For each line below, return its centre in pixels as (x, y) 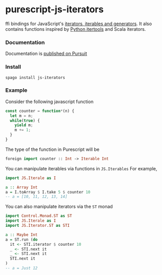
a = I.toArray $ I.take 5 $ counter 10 (48, 192)
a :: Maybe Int (22, 234)
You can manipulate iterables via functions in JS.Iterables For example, (81, 168)
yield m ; (24, 125)
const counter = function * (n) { (40, 111)
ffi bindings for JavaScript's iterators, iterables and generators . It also (79, 24)
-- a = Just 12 (22, 268)
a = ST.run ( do (22, 240)
